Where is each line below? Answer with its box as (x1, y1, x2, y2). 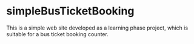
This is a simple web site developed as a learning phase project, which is (6, 24, 189, 31)
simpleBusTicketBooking (6, 4, 135, 18)
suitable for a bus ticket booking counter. (6, 30, 109, 37)
